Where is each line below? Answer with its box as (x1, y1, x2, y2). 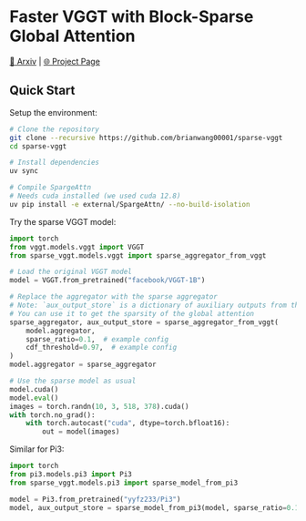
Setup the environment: (9, 107, 97, 117)
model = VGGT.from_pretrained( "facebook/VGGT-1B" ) (9, 276, 206, 285)
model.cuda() (9, 384, 59, 393)
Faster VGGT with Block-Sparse (9, 6, 254, 27)
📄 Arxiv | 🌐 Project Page (9, 56, 100, 66)
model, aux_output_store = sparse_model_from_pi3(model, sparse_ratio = (9, 503, 287, 512)
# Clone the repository (9, 125, 100, 134)
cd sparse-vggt (9, 141, 67, 151)
